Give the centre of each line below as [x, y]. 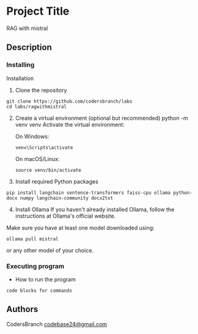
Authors [22, 309]
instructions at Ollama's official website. [65, 216]
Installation [20, 78]
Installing [20, 65]
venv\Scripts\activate [44, 147]
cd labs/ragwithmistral [37, 106]
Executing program [35, 266]
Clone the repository [41, 90]
